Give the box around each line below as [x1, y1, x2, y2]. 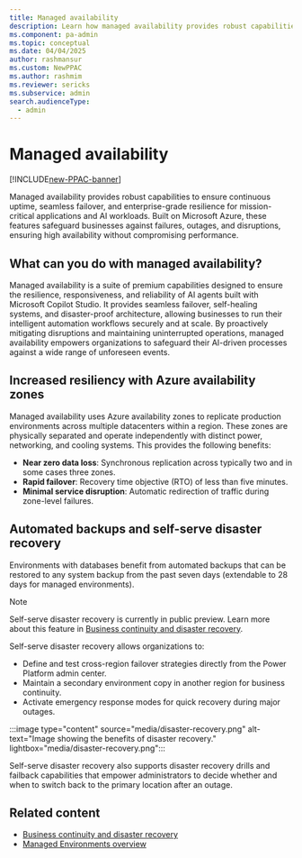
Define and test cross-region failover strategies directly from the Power [22, 658, 287, 669]
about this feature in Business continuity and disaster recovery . [9, 623, 244, 634]
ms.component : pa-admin [9, 30, 99, 39]
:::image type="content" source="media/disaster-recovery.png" [9, 723, 246, 735]
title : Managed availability [9, 13, 119, 23]
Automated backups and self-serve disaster [9, 522, 262, 537]
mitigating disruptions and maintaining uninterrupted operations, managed [9, 328, 285, 338]
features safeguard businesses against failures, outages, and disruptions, [9, 220, 281, 231]
